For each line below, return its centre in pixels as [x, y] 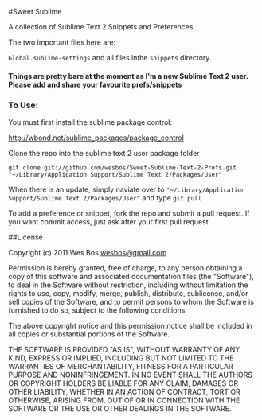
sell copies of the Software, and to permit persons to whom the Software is [131, 301]
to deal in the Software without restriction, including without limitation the [128, 285]
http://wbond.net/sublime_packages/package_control [96, 138]
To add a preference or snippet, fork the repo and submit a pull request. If [129, 213]
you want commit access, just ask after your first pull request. [109, 221]
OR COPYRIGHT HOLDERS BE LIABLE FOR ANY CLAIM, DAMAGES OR [123, 383]
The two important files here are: [62, 42]
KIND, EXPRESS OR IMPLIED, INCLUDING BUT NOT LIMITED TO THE [121, 358]
